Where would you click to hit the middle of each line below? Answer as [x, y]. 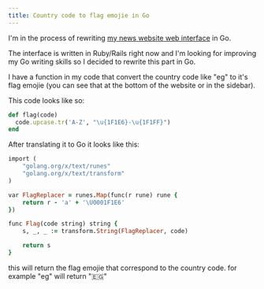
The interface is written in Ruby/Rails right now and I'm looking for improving [132, 53]
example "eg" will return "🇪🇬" [58, 276]
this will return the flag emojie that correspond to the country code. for [123, 268]
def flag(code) [33, 115]
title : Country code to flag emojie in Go [79, 15]
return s [37, 246]
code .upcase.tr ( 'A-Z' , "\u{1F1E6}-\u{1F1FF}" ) [93, 122]
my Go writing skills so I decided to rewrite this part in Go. [102, 61]
